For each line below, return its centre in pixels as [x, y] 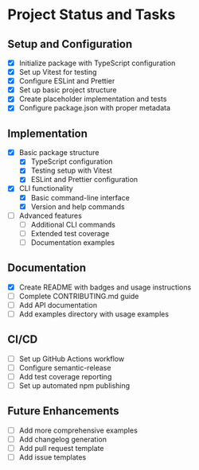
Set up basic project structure [68, 90]
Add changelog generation [62, 439]
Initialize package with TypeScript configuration [97, 63]
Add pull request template [61, 448]
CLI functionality [46, 188]
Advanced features [51, 216]
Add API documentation [58, 305]
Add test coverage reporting [65, 376]
